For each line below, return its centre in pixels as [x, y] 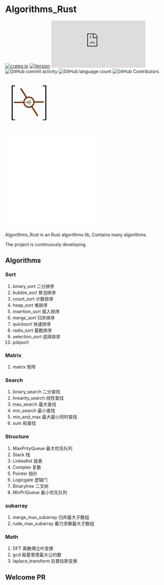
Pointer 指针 [25, 473]
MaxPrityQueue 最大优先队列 [42, 448]
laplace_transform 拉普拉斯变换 [45, 561]
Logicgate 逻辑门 [30, 480]
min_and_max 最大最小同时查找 [45, 417]
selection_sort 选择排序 [36, 336]
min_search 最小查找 [34, 411]
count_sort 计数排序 [33, 299]
